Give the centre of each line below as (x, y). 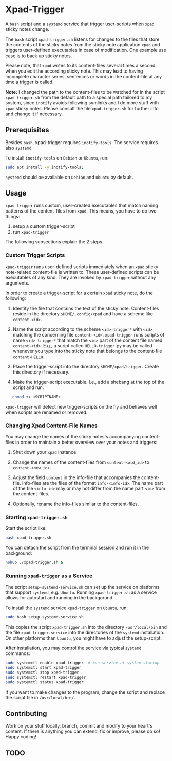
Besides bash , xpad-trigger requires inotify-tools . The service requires (82, 142)
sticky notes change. (27, 29)
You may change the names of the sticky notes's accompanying (73, 436)
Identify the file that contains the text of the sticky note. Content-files (86, 308)
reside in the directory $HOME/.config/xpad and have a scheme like (83, 314)
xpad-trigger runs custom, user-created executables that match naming (82, 206)
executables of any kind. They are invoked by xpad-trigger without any (81, 277)
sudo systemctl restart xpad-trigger (46, 677)
